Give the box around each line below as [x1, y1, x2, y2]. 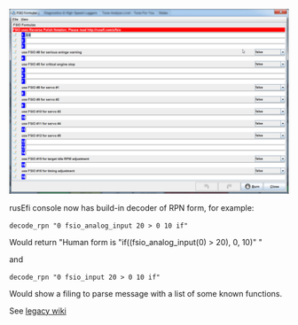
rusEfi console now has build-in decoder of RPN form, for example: [9, 202, 255, 213]
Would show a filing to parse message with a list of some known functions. [9, 288, 283, 298]
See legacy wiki [9, 306, 67, 316]
